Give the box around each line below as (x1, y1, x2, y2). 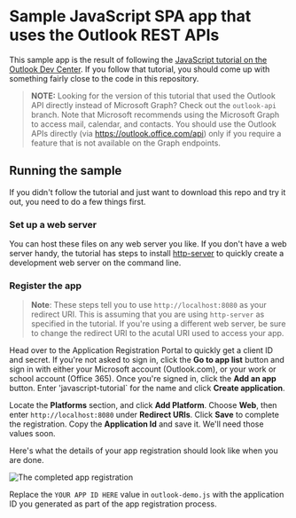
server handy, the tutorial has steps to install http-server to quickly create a (9, 248, 284, 259)
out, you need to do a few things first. (9, 196, 146, 207)
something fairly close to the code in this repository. (9, 73, 199, 83)
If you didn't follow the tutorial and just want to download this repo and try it (9, 186, 286, 197)
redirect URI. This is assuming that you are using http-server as (30, 309, 265, 320)
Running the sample (9, 163, 122, 178)
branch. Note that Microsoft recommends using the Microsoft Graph (30, 109, 280, 120)
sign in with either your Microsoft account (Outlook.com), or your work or (9, 364, 277, 374)
